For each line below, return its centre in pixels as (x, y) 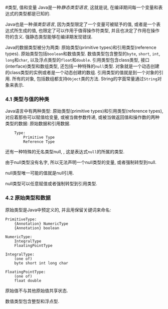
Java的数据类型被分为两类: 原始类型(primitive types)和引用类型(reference (81, 47)
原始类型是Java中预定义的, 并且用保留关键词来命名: (58, 210)
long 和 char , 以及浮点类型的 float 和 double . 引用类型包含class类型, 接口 (77, 60)
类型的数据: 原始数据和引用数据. (38, 124)
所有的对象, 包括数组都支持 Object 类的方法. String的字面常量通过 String (85, 79)
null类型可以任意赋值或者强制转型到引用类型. (51, 184)
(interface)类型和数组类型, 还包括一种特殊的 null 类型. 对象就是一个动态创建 (82, 66)
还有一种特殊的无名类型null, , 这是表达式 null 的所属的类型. (65, 152)
